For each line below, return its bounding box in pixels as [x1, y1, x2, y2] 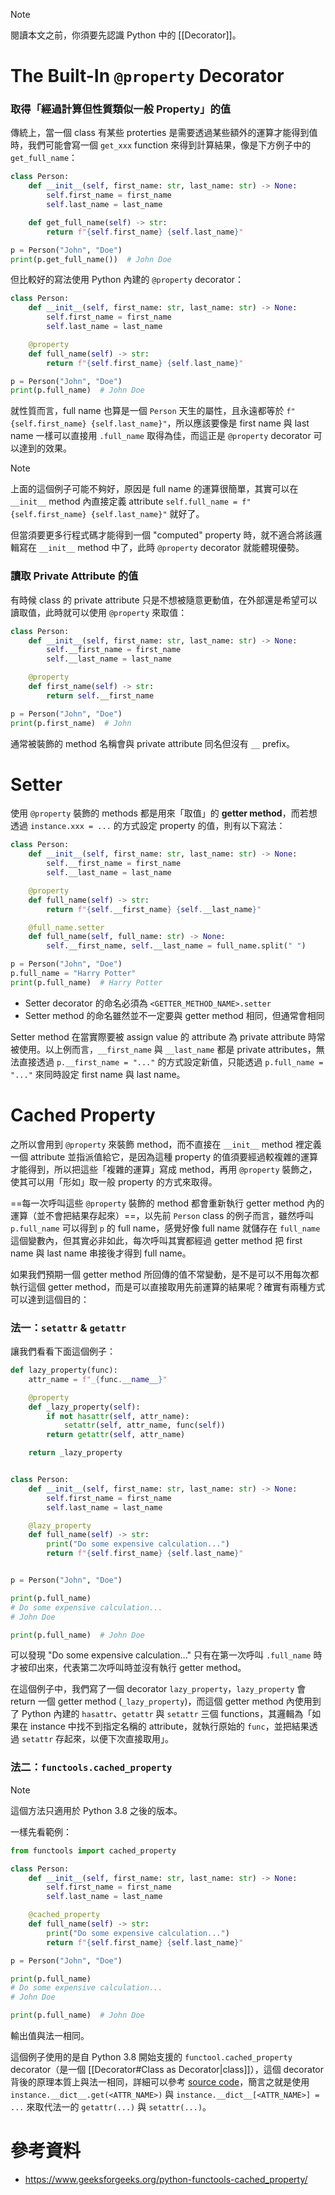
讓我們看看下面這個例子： [10, 1345, 116, 1358]
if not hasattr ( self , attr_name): [46, 1411, 190, 1421]
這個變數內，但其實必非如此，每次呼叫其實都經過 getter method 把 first [10, 1234, 303, 1246]
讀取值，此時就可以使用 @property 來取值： [10, 606, 188, 618]
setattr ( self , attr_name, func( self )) [63, 1420, 226, 1431]
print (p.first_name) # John [10, 718, 132, 728]
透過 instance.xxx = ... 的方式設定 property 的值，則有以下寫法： [10, 820, 286, 832]
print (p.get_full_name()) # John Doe [10, 254, 172, 264]
